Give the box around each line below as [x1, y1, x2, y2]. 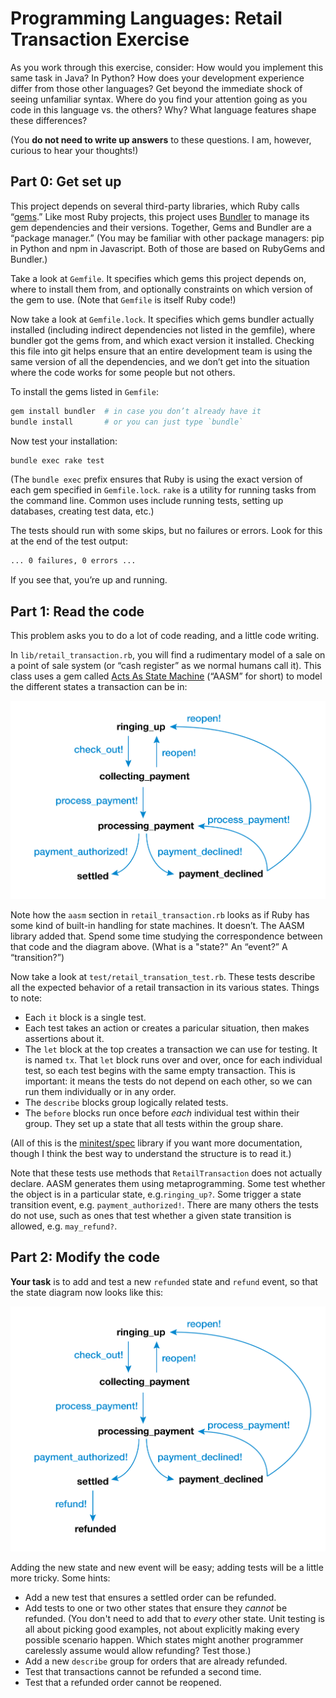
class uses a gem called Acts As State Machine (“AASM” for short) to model [10, 670, 323, 682]
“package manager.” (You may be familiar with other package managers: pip [10, 232, 325, 244]
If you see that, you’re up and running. [10, 574, 168, 586]
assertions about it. [24, 1032, 105, 1044]
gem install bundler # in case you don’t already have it [10, 406, 262, 416]
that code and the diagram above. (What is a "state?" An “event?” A [10, 940, 288, 952]
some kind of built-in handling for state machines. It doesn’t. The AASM [10, 919, 305, 931]
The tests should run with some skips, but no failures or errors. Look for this [10, 525, 323, 537]
